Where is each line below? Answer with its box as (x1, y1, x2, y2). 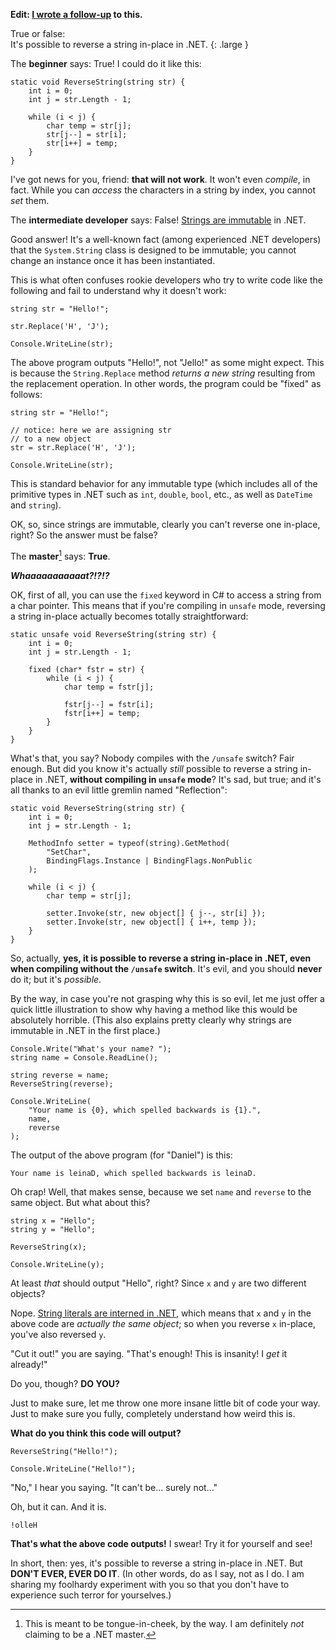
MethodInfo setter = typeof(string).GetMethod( (28, 838, 230, 848)
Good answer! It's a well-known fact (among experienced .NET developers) (10, 234, 322, 245)
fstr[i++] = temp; (63, 708, 141, 718)
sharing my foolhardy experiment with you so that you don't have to (10, 1578, 290, 1590)
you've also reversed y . (10, 1328, 107, 1340)
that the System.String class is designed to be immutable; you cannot (10, 244, 297, 256)
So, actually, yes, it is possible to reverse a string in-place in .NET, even (10, 952, 312, 964)
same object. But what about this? (10, 1196, 151, 1208)
